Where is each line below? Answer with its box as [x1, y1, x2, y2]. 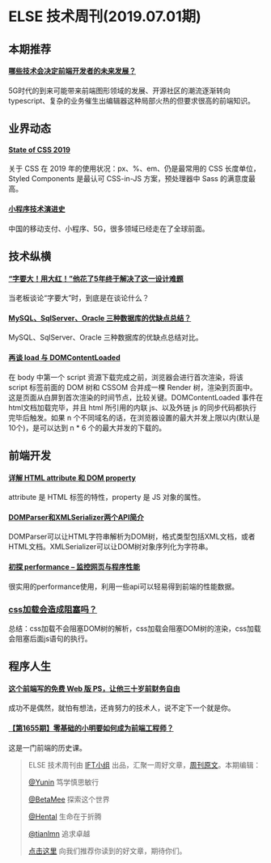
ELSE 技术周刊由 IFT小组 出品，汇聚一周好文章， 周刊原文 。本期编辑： [28, 759, 261, 769]
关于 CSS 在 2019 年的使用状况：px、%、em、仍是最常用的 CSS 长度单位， [8, 163, 260, 174]
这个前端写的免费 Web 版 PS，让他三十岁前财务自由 [8, 683, 180, 693]
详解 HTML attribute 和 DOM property [8, 472, 136, 482]
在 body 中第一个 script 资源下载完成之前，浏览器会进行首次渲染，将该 [8, 372, 244, 382]
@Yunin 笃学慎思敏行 [28, 777, 100, 787]
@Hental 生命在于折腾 [28, 811, 102, 821]
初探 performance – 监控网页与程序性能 [8, 561, 140, 571]
